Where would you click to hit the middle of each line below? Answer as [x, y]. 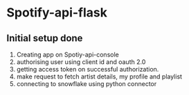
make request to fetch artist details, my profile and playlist [99, 76]
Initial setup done [45, 38]
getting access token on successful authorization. [88, 69]
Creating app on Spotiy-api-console [67, 54]
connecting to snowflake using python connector [87, 84]
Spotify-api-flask [57, 13]
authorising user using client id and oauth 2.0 [81, 62]
